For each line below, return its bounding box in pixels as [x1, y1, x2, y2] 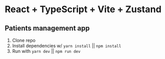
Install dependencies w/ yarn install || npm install [12, 43, 121, 49]
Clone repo [12, 37, 36, 43]
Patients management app [5, 24, 90, 33]
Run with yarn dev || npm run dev [12, 48, 81, 54]
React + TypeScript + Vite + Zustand [5, 4, 162, 15]
